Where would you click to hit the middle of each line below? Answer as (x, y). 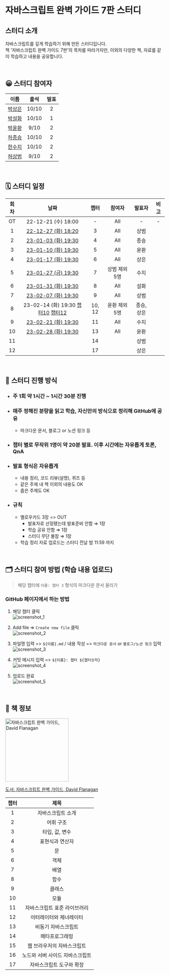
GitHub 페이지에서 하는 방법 (37, 599)
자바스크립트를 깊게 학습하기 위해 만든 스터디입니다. (56, 44)
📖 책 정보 (18, 709)
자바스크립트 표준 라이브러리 (57, 908)
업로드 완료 (24, 675)
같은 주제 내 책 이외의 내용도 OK (52, 484)
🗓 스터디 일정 (25, 186)
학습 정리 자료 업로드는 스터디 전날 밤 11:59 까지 (67, 542)
